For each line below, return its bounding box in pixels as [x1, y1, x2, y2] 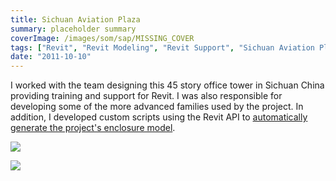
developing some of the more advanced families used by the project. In [10, 101, 304, 113]
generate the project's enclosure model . [10, 122, 176, 134]
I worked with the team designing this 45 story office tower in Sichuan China [10, 79, 325, 91]
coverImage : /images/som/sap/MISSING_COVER [10, 33, 195, 43]
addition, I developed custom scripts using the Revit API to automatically [10, 111, 308, 123]
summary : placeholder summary [10, 24, 137, 34]
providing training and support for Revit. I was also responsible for [10, 90, 283, 102]
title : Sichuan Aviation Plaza [10, 14, 141, 25]
